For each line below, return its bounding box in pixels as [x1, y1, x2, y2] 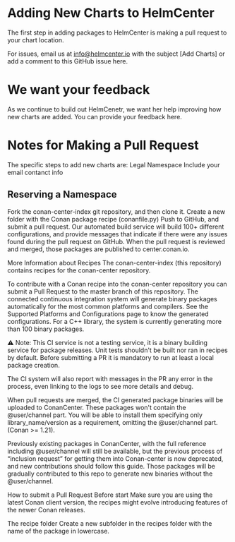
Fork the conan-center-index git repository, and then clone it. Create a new [7, 207, 226, 216]
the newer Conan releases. [7, 505, 86, 514]
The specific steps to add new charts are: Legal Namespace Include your [7, 160, 220, 169]
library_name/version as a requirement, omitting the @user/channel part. [7, 418, 218, 426]
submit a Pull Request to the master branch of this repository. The [7, 287, 199, 296]
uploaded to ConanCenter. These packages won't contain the [7, 403, 186, 411]
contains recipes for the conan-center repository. [7, 266, 151, 275]
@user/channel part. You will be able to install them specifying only [7, 411, 203, 419]
